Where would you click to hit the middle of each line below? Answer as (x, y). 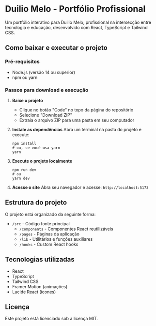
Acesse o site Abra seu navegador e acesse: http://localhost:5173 (80, 187)
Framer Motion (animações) (40, 286)
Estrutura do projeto (36, 203)
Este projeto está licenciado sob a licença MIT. (52, 319)
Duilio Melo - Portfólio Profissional (75, 9)
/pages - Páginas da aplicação (49, 234)
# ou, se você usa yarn (36, 148)
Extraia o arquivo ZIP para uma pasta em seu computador (77, 120)
